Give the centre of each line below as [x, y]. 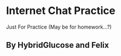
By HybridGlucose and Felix [58, 45]
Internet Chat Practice [61, 11]
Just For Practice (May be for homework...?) [59, 27]
